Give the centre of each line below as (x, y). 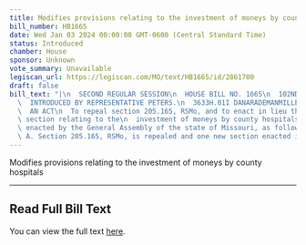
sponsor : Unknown (42, 60)
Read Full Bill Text (61, 209)
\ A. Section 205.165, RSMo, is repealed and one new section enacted (154, 137)
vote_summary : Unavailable (61, 69)
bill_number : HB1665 (49, 26)
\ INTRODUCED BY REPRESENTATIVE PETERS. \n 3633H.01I (124, 102)
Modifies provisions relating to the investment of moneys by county (136, 162)
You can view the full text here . (67, 231)
